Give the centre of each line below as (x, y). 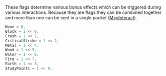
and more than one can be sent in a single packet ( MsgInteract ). (71, 18)
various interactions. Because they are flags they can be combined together (83, 12)
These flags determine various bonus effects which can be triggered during (83, 7)
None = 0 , (15, 27)
